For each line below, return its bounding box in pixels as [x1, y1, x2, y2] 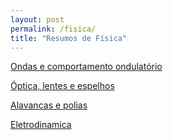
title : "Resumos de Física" [10, 33, 128, 43]
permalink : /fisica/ [10, 24, 97, 34]
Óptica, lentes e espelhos [10, 80, 115, 92]
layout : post [10, 14, 65, 25]
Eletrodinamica [10, 119, 72, 131]
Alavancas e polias [10, 99, 88, 111]
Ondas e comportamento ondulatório [10, 61, 163, 73]
